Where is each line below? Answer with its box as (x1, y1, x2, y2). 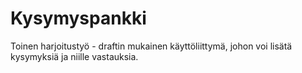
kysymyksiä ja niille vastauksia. (10, 50, 139, 62)
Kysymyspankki (10, 7, 147, 30)
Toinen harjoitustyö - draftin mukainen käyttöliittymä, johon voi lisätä (10, 40, 293, 52)
